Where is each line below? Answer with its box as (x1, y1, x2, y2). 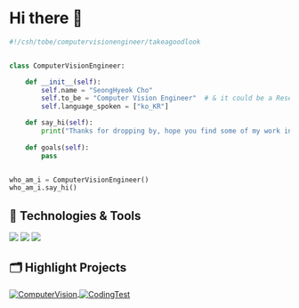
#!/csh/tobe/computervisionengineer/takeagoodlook (9, 37, 201, 46)
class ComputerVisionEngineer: (9, 61, 125, 70)
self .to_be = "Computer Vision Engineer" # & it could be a (41, 93, 273, 103)
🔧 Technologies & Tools (9, 208, 141, 223)
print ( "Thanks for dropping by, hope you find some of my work (41, 126, 280, 136)
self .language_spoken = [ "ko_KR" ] (41, 102, 169, 111)
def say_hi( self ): (25, 118, 93, 127)
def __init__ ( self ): (25, 77, 101, 86)
